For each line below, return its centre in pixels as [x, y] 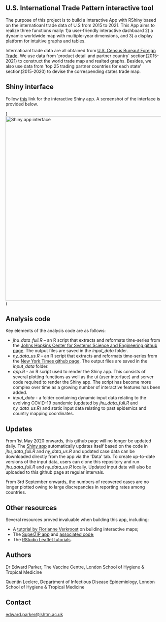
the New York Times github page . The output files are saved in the [80, 361]
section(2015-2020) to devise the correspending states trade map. [73, 71]
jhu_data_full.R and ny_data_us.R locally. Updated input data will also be [79, 467]
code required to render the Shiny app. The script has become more [82, 382]
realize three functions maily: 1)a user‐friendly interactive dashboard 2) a [79, 30]
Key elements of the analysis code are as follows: [56, 331]
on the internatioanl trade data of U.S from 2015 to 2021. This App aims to [80, 25]
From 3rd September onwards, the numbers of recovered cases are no [77, 482]
